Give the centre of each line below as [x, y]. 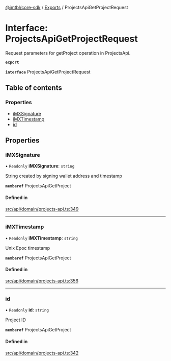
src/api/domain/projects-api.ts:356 [42, 281]
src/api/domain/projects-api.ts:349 [42, 209]
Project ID [16, 320]
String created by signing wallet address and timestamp [64, 176]
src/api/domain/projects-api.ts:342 [42, 353]
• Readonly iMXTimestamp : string [41, 238]
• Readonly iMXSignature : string [40, 166]
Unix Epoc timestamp [28, 248]
